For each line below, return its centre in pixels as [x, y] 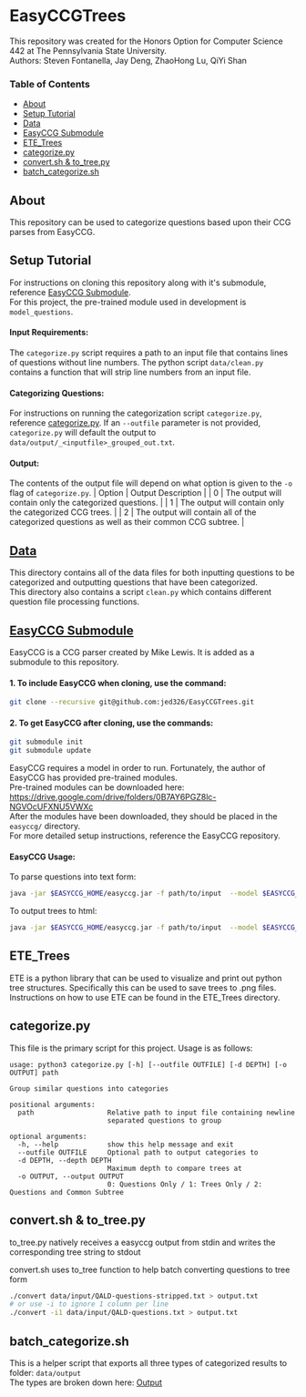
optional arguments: [49, 1136]
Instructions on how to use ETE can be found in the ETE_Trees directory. [145, 997]
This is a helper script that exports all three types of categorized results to [148, 1362]
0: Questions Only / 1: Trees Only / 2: [184, 1184]
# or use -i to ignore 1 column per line [89, 1304]
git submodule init [46, 742]
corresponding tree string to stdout [75, 1252]
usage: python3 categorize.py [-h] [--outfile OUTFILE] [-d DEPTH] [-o [148, 1064]
